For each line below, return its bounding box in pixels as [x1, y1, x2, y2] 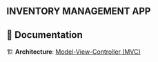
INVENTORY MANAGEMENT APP [6, 6, 151, 17]
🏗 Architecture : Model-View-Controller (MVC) [6, 48, 141, 56]
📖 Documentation [6, 29, 83, 41]
